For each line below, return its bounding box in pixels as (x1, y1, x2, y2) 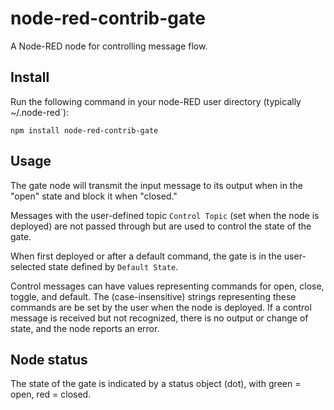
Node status (10, 351, 88, 368)
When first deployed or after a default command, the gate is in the (10, 250, 282, 262)
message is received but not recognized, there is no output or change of (10, 312, 309, 324)
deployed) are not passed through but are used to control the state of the (10, 220, 312, 232)
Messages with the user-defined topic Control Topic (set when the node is (10, 209, 320, 221)
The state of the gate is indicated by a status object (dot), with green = (10, 378, 302, 390)
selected (10, 260, 47, 272)
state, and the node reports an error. (10, 322, 160, 334)
